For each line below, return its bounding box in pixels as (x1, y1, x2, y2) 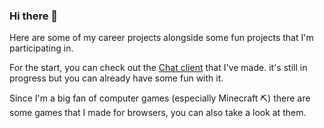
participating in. (9, 42, 74, 54)
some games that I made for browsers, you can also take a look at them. (9, 107, 307, 119)
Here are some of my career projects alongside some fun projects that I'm (9, 32, 314, 44)
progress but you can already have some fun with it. (9, 72, 224, 84)
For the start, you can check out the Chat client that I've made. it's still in (9, 62, 308, 74)
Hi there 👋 (9, 9, 59, 23)
